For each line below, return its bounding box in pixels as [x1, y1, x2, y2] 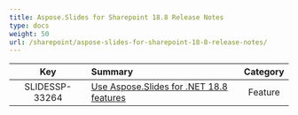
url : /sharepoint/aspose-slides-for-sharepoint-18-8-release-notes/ [9, 37, 268, 47]
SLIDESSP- [24, 80, 73, 93]
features [90, 92, 126, 104]
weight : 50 [9, 29, 50, 38]
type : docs [9, 21, 50, 30]
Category [243, 65, 285, 78]
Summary [90, 65, 134, 78]
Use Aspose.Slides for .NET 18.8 [90, 80, 228, 93]
